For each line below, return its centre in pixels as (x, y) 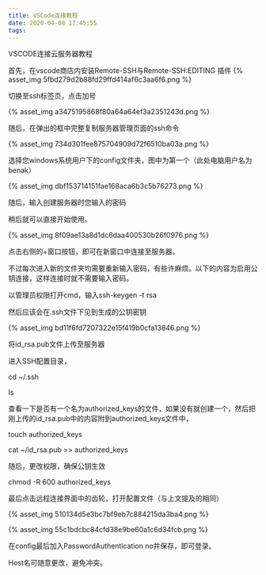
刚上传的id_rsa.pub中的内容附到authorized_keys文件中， (101, 419)
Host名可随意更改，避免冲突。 (57, 563)
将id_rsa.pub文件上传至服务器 (57, 344)
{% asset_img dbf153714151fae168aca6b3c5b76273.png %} (106, 186)
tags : (17, 30)
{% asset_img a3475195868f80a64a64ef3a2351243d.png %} (109, 112)
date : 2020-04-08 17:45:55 (53, 23)
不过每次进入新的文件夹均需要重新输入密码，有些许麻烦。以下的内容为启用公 (133, 268)
